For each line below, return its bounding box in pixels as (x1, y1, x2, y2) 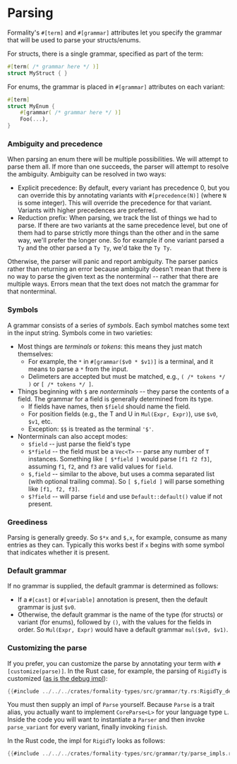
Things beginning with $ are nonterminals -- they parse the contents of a (17, 387, 229, 396)
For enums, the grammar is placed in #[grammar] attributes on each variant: (7, 83, 226, 91)
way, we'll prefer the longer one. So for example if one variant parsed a (17, 236, 224, 245)
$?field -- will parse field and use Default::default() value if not (28, 492, 223, 500)
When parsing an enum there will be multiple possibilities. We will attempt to (7, 155, 229, 164)
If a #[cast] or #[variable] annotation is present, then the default (17, 595, 208, 604)
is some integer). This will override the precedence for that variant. (17, 199, 212, 207)
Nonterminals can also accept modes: (17, 432, 128, 440)
